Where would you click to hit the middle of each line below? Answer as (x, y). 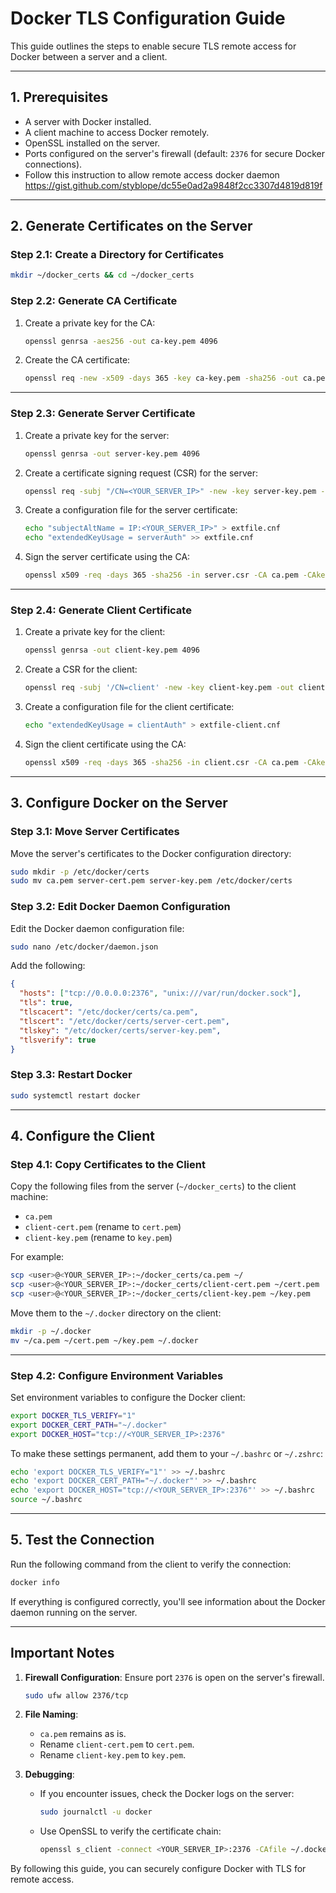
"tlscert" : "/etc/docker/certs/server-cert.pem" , (124, 1021)
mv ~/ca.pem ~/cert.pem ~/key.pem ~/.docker (104, 1340)
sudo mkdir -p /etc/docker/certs (80, 872)
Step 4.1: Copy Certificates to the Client (108, 1164)
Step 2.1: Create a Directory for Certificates (117, 255)
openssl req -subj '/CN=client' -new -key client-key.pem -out (159, 688)
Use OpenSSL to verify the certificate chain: (130, 1831)
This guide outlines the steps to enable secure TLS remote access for (153, 46)
